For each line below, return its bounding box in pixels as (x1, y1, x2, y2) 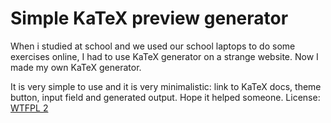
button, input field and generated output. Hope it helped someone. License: (10, 91, 321, 103)
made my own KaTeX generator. (10, 61, 142, 73)
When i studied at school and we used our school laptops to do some (10, 40, 296, 52)
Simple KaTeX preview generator (10, 7, 289, 30)
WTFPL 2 (10, 102, 49, 114)
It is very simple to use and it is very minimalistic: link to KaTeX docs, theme (10, 80, 322, 92)
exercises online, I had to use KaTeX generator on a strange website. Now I (10, 50, 319, 62)
